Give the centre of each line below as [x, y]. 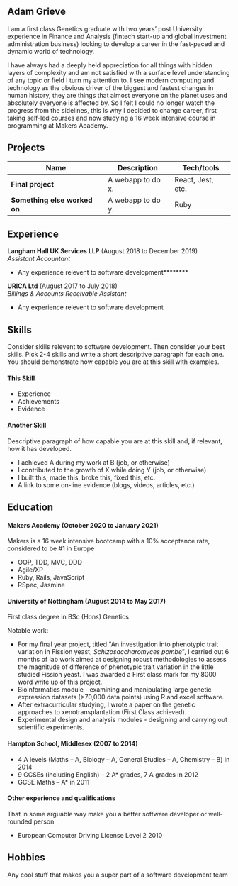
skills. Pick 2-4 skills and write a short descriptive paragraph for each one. [116, 355]
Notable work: [28, 631]
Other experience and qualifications [62, 798]
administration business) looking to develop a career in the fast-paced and [116, 44]
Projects [26, 148]
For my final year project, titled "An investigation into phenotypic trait [118, 644]
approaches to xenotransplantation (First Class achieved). [102, 712]
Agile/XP [30, 570]
